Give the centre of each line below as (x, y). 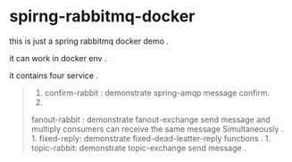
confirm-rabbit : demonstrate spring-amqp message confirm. (157, 93)
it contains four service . (54, 75)
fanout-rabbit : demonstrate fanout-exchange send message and (150, 119)
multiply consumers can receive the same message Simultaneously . (157, 129)
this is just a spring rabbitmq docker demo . (89, 41)
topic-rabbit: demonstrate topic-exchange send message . (139, 148)
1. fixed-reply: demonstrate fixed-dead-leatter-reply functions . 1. (151, 138)
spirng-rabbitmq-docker (102, 16)
